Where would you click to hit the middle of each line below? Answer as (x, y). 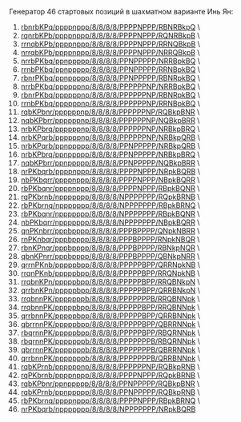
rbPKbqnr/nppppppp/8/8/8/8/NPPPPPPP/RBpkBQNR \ (110, 214)
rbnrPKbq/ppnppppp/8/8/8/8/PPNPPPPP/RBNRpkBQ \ (110, 78)
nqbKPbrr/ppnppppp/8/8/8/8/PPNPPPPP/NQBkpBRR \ (110, 163)
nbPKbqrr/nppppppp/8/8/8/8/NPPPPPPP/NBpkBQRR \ (110, 222)
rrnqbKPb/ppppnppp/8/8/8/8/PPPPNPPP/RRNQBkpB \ (110, 44)
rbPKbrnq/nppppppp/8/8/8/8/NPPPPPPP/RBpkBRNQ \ (110, 205)
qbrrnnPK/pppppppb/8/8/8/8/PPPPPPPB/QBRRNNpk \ (110, 350)
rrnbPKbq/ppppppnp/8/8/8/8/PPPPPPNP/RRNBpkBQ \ (110, 104)
